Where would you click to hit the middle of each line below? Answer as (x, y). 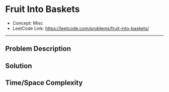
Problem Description (38, 49)
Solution (19, 66)
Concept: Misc (28, 23)
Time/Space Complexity (44, 83)
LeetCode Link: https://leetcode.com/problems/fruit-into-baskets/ (81, 28)
